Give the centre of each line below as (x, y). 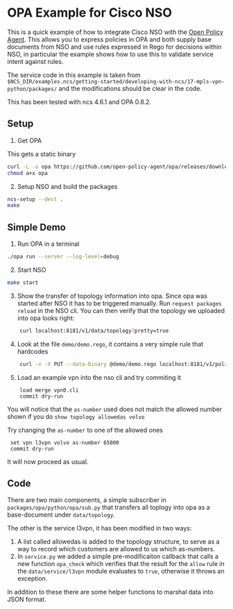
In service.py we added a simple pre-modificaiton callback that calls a (118, 556)
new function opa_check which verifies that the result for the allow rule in (121, 564)
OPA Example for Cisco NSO (89, 13)
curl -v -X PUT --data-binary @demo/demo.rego (88, 364)
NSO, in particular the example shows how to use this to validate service (110, 54)
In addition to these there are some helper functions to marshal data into (110, 592)
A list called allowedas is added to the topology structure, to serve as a (118, 542)
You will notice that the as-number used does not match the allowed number (115, 409)
